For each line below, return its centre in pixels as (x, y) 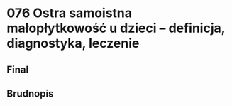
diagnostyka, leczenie (73, 43)
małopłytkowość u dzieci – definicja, (116, 28)
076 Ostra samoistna (70, 13)
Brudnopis (30, 94)
